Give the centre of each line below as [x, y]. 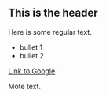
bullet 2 [32, 55]
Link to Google [32, 71]
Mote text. [25, 86]
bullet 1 [31, 47]
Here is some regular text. [50, 32]
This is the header [53, 13]
